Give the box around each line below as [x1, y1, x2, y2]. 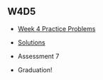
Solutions [17, 38, 45, 47]
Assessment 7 [17, 52, 60, 60]
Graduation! [17, 65, 53, 74]
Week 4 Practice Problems [17, 24, 96, 33]
